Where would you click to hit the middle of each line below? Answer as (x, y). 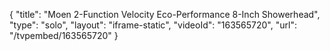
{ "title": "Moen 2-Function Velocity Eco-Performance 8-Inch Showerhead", (165, 14)
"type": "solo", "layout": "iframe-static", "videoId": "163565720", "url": (153, 25)
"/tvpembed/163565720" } (64, 35)
